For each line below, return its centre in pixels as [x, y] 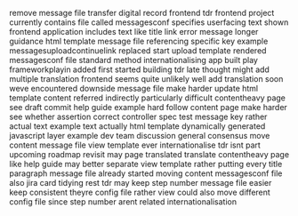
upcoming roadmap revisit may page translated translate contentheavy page [149, 154]
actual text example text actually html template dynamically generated [137, 126]
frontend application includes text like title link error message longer [134, 32]
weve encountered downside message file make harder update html [134, 88]
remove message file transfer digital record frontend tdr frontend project [142, 13]
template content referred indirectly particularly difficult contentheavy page [148, 98]
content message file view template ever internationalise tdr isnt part [135, 145]
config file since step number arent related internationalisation [123, 202]
